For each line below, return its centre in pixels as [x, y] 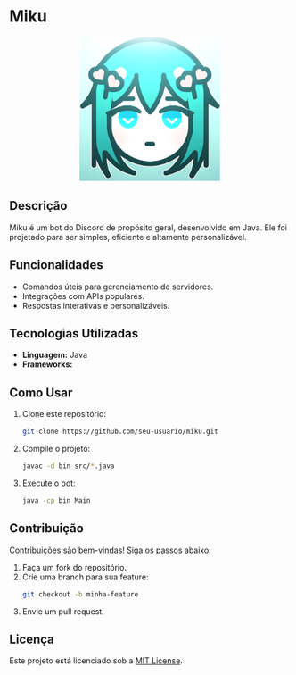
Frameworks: [47, 364]
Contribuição [47, 529]
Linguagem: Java [54, 355]
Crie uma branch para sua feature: [85, 577]
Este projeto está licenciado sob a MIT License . [96, 661]
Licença [32, 639]
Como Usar [41, 392]
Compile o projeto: [56, 449]
